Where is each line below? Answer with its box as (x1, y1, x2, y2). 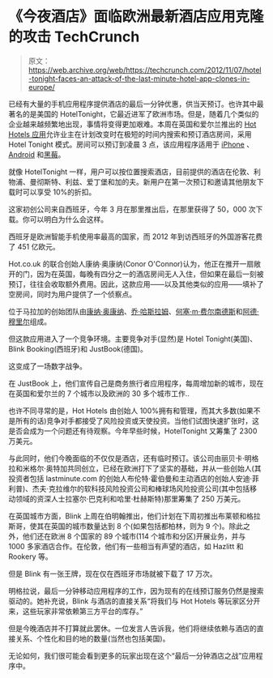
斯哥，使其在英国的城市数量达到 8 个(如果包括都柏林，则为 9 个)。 (8, 521, 229, 531)
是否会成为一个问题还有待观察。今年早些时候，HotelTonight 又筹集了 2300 (8, 426, 258, 436)
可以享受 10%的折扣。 (22, 187, 96, 197)
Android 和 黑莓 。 (8, 149, 66, 159)
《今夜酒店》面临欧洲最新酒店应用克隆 (8, 7, 265, 26)
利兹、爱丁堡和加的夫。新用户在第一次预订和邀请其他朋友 (64, 177, 257, 186)
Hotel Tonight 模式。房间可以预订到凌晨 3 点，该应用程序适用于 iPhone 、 (8, 139, 254, 149)
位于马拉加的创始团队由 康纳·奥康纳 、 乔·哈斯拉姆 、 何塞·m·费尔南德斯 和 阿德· (8, 306, 259, 316)
